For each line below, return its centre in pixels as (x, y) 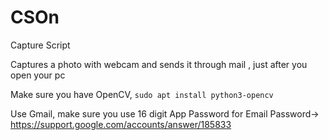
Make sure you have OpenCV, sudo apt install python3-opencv (142, 94)
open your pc (38, 75)
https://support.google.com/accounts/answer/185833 (121, 124)
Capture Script (40, 45)
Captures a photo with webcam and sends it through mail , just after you (159, 64)
